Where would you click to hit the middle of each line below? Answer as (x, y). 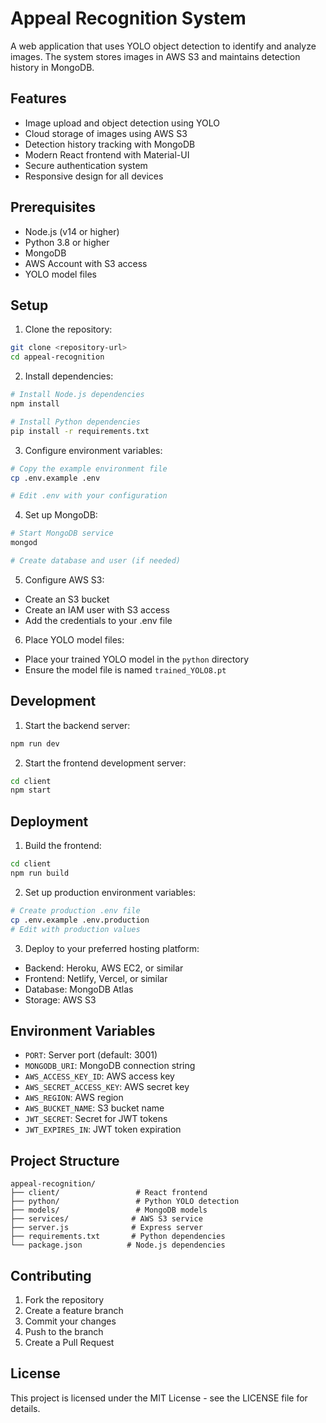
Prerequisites (53, 207)
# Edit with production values (75, 929)
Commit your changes (70, 1321)
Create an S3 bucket (67, 599)
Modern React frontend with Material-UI (107, 154)
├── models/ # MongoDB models (109, 1210)
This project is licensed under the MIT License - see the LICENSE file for (159, 1398)
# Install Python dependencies (75, 422)
